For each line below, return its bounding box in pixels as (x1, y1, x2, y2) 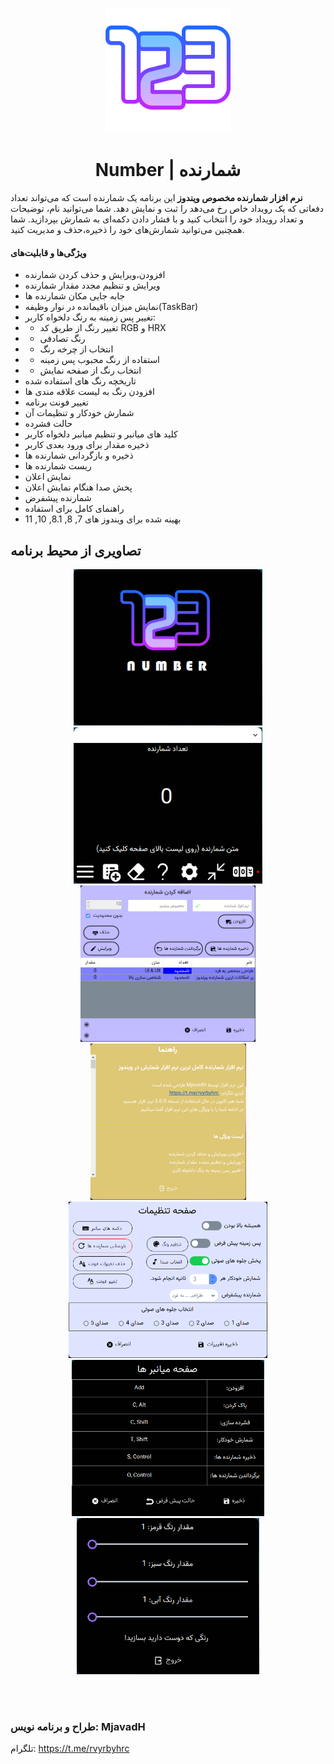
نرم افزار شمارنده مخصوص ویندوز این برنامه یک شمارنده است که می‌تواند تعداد (10, 191, 303, 203)
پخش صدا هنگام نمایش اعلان (24, 481, 133, 493)
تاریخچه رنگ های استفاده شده (24, 375, 137, 387)
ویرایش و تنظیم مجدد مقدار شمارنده (24, 279, 161, 292)
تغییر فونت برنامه (24, 396, 89, 408)
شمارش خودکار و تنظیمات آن (24, 407, 135, 419)
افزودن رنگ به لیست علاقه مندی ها (24, 386, 155, 398)
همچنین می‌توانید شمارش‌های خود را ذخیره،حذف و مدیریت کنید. (10, 223, 245, 235)
